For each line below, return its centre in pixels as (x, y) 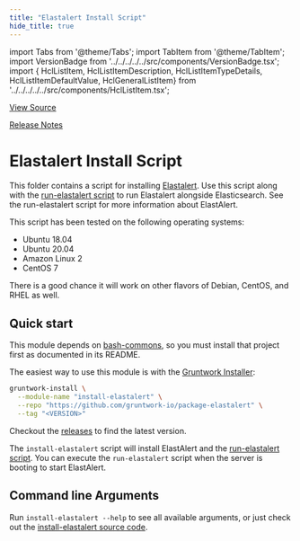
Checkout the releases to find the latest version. (98, 430)
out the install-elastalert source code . (79, 527)
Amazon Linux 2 (52, 259)
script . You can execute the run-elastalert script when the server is (136, 457)
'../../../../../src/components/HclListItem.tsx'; (89, 90)
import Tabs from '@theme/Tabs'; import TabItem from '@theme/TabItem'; (147, 51)
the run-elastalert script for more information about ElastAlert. (124, 205)
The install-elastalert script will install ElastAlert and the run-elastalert (145, 448)
